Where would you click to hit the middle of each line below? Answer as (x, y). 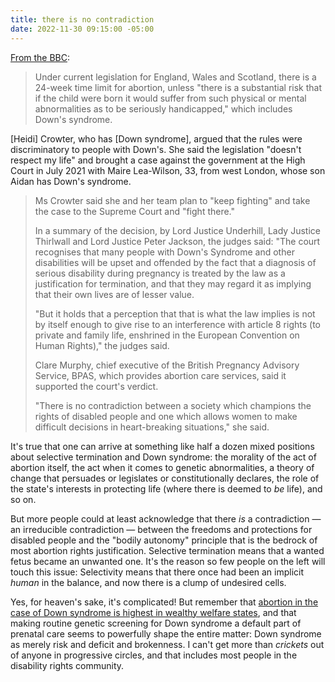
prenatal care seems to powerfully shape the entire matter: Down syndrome (166, 633)
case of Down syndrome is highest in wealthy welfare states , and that (153, 612)
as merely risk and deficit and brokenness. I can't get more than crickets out (167, 644)
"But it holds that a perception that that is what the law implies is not (175, 313)
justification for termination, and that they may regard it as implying (173, 283)
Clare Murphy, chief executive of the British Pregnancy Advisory (167, 365)
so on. (23, 499)
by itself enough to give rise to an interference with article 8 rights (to (177, 324)
